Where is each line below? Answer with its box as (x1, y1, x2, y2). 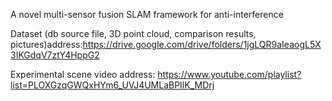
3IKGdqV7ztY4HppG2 (10, 49, 100, 61)
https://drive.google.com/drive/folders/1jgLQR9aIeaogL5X (82, 39, 322, 50)
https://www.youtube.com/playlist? (157, 69, 302, 80)
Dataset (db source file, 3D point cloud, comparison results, (10, 28, 257, 39)
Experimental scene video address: (10, 69, 156, 80)
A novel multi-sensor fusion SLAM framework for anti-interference (10, 9, 284, 20)
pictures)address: (10, 39, 83, 50)
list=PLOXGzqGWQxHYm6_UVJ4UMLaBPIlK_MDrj (10, 79, 215, 91)
